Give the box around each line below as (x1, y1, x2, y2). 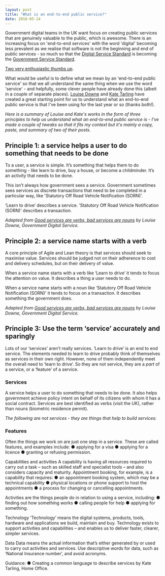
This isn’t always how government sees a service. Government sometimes (5, 182, 156, 188)
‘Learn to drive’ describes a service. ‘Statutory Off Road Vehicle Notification (5, 202, 159, 208)
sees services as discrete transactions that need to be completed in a (5, 187, 146, 193)
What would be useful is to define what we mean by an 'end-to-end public (5, 75, 156, 82)
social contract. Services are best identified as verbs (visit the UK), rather (5, 400, 154, 406)
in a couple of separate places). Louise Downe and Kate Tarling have (5, 91, 145, 97)
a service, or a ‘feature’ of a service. (5, 366, 79, 372)
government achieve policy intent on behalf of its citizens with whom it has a (5, 395, 161, 401)
